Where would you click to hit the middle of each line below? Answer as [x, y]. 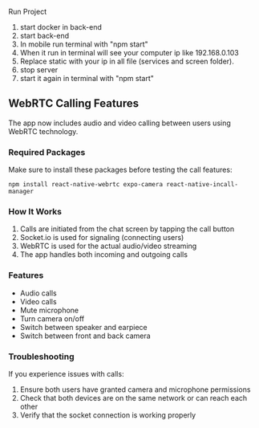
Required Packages [47, 152]
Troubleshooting [41, 357]
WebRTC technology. [43, 131]
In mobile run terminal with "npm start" [84, 44]
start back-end [45, 36]
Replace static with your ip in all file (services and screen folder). [127, 61]
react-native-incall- [202, 185]
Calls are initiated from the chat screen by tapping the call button [127, 229]
